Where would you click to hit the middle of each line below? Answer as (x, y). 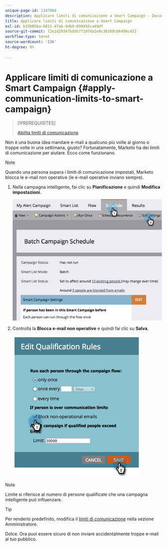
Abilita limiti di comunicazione (48, 133)
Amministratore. (22, 524)
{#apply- (97, 88)
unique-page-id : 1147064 (31, 10)
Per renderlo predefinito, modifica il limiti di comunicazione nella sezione (80, 519)
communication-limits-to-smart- (75, 99)
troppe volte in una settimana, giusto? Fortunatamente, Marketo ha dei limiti (83, 147)
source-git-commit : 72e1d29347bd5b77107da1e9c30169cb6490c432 (71, 32)
